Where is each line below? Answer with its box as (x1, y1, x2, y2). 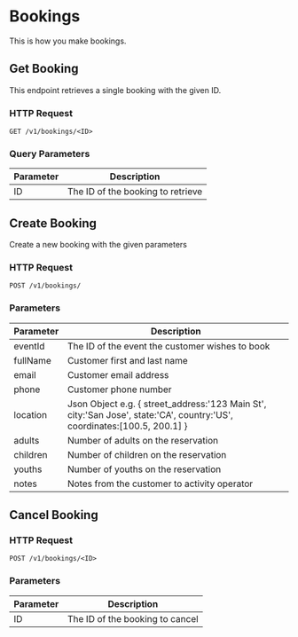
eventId (13, 340, 45, 352)
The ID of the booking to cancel (67, 612, 199, 625)
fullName (13, 354, 51, 366)
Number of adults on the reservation (67, 434, 219, 446)
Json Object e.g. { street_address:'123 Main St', (67, 397, 267, 410)
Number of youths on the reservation (67, 463, 222, 476)
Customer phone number (67, 383, 172, 396)
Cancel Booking (9, 507, 99, 523)
